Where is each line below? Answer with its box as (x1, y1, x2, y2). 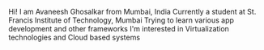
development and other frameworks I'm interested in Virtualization (8, 24, 229, 33)
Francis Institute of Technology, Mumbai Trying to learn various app (8, 15, 235, 25)
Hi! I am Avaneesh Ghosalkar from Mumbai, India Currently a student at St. (8, 7, 257, 16)
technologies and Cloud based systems (8, 32, 140, 42)
